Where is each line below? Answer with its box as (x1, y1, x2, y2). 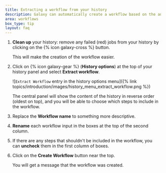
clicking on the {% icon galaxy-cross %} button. (12, 44, 110, 50)
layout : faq (5, 26, 30, 31)
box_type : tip (5, 21, 35, 26)
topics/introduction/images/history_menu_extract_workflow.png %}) (12, 84, 151, 89)
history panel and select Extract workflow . (12, 69, 100, 75)
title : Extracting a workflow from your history (5, 7, 107, 12)
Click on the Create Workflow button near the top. (12, 153, 115, 159)
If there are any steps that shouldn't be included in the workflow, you (12, 138, 152, 144)
